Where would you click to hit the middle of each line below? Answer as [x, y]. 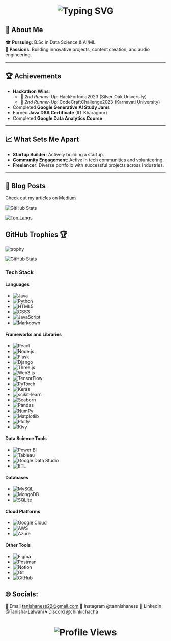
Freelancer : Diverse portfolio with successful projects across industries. [88, 165]
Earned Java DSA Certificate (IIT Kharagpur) [60, 112]
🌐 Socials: [22, 594]
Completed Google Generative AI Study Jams [61, 107]
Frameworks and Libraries [34, 334]
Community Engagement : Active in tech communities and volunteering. [88, 160]
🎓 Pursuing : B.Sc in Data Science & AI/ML [50, 42]
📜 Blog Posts [25, 186]
